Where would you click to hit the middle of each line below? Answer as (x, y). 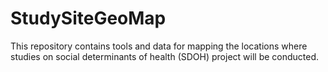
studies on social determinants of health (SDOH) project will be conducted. (165, 56)
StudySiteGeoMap (88, 18)
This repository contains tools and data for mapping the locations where (159, 46)
